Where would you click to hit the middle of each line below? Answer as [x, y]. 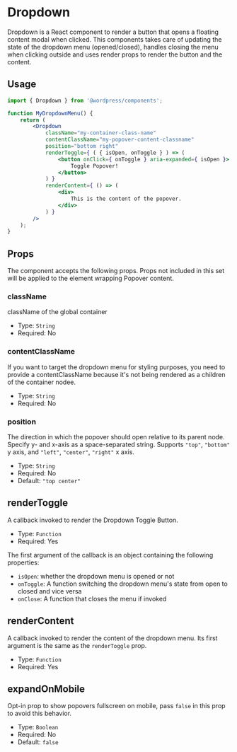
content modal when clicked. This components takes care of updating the [115, 39]
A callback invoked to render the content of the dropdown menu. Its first [112, 638]
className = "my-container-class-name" [101, 133]
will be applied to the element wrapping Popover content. [91, 278]
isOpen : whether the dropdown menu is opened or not [96, 576]
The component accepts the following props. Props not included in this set [116, 271]
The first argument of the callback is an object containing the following [110, 555]
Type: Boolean [38, 727]
